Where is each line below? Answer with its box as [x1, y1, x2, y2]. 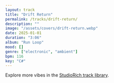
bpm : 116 [5, 53, 24, 59]
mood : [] [5, 44, 24, 49]
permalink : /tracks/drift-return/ [5, 16, 78, 21]
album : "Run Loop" [5, 40, 44, 45]
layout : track [5, 7, 35, 12]
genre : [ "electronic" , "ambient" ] [5, 49, 78, 54]
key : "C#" [5, 58, 26, 63]
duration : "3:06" [5, 35, 42, 40]
